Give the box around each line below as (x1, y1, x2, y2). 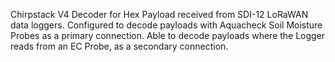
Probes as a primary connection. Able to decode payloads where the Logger (10, 30, 326, 41)
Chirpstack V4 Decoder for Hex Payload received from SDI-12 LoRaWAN (10, 9, 309, 20)
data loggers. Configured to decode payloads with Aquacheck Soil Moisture (10, 19, 323, 31)
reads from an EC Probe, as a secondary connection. (10, 40, 229, 52)
